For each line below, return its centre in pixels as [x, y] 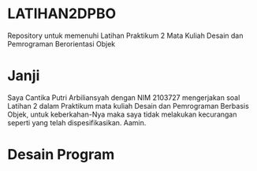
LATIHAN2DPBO [62, 14]
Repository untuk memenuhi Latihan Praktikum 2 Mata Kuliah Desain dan [125, 35]
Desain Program [61, 155]
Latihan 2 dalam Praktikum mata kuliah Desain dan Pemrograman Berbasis [128, 106]
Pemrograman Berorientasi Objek [61, 43]
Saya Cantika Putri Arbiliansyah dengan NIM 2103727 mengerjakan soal [124, 97]
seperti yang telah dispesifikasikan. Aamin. [77, 122]
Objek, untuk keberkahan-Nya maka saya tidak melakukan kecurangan [122, 114]
